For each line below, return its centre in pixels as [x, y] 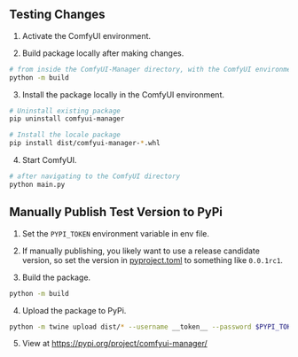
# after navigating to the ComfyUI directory [94, 176]
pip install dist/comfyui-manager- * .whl [85, 144]
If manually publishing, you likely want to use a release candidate [141, 251]
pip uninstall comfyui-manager [67, 119]
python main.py [37, 184]
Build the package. [56, 277]
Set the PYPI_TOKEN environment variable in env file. [116, 233]
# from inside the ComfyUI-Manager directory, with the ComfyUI [130, 69]
